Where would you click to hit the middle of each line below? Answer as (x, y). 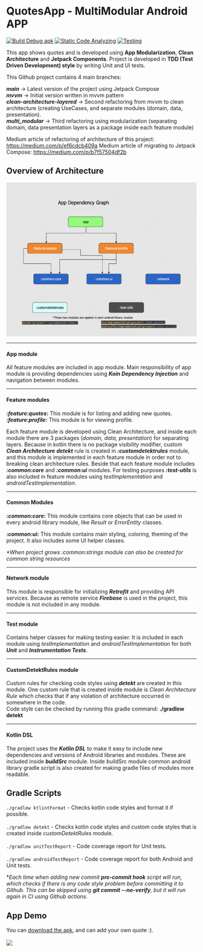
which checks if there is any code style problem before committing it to (95, 884)
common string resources (38, 559)
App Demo (27, 915)
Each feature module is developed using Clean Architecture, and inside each (101, 432)
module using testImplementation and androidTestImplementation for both (99, 644)
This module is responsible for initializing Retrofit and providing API (90, 591)
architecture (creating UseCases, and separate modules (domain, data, (95, 108)
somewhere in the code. (36, 703)
